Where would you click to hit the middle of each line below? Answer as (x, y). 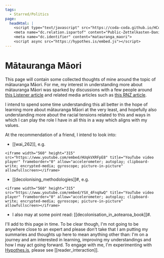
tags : (10, 10)
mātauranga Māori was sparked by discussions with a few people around (79, 90)
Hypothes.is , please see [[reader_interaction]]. (52, 250)
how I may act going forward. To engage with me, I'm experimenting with (79, 245)
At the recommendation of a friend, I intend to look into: (61, 135)
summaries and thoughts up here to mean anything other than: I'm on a (77, 234)
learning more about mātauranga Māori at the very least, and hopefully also (81, 109)
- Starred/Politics (29, 14)
